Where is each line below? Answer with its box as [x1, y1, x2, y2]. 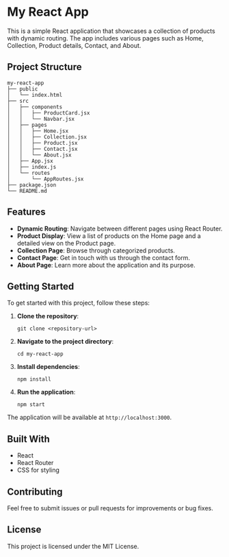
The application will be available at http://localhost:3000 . [7, 413, 172, 422]
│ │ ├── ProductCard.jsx [7, 109, 90, 117]
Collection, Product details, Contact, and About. [7, 41, 142, 49]
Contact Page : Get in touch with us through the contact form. [16, 253, 190, 261]
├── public [7, 85, 38, 93]
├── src [7, 97, 29, 104]
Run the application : [16, 388, 76, 396]
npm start [16, 401, 46, 408]
